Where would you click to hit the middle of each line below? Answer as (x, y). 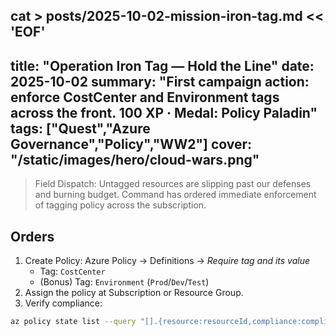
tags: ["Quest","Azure (80, 128)
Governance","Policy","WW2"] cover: (131, 144)
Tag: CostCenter (72, 271)
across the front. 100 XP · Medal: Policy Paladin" (164, 112)
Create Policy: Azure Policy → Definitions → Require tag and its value (167, 261)
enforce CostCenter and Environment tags (145, 97)
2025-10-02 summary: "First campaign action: (160, 81)
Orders (32, 236)
